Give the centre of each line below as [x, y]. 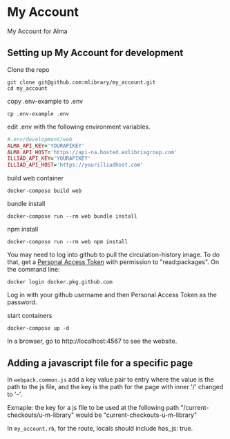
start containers [30, 316]
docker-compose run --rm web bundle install [72, 216]
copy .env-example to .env [45, 101]
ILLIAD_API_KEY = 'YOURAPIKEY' [49, 159]
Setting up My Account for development [95, 53]
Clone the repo [28, 69]
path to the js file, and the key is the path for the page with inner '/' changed [115, 386]
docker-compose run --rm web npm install [68, 242]
